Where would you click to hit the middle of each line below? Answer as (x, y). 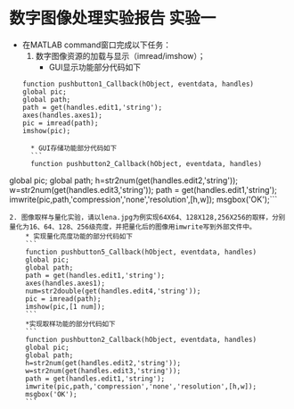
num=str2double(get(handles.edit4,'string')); (113, 291)
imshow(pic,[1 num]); (65, 306)
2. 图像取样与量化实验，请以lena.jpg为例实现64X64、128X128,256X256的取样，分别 (147, 217)
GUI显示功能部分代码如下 (95, 67)
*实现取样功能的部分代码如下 (70, 324)
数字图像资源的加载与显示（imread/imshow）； (120, 55)
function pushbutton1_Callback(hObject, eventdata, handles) (138, 84)
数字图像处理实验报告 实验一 (113, 18)
